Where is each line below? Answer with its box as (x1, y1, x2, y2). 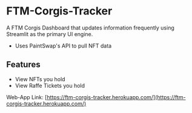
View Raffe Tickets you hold (15, 82, 85, 89)
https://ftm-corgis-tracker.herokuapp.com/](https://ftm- (46, 93, 186, 100)
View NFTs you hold (15, 75, 65, 82)
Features (6, 60, 41, 70)
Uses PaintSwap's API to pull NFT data (15, 42, 112, 49)
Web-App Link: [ (6, 93, 47, 100)
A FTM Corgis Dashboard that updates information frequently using (6, 24, 174, 31)
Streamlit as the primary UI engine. (6, 30, 93, 37)
